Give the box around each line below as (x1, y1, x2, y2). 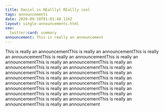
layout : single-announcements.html (5, 21, 79, 26)
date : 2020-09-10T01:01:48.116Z (5, 16, 72, 21)
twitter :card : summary (9, 30, 57, 35)
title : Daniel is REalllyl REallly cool (5, 7, 91, 12)
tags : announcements (5, 12, 48, 17)
